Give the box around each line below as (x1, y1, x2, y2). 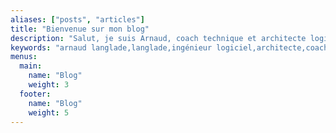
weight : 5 (28, 107, 70, 118)
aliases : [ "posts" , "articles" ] (10, 14, 145, 25)
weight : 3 (28, 80, 70, 90)
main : (19, 61, 43, 71)
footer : (19, 89, 52, 99)
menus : (10, 52, 38, 62)
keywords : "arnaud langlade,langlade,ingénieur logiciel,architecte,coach (10, 42, 329, 53)
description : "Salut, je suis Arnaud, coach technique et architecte (10, 33, 307, 43)
